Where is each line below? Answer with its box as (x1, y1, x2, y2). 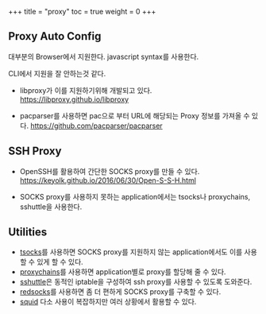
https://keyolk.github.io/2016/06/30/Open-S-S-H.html (19, 175, 197, 185)
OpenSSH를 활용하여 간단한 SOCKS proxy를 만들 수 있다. (19, 166, 200, 176)
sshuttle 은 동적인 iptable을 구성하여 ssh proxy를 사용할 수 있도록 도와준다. (19, 277, 253, 287)
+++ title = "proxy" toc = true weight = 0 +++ (8, 7, 156, 16)
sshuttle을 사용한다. (19, 202, 83, 211)
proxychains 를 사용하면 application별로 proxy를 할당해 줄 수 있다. (19, 267, 226, 277)
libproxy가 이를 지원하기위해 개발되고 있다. (19, 85, 152, 95)
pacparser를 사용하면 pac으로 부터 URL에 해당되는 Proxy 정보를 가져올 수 (19, 110, 250, 120)
